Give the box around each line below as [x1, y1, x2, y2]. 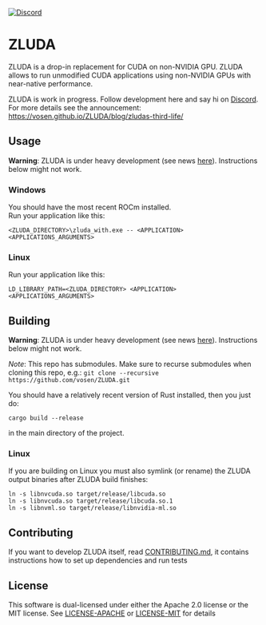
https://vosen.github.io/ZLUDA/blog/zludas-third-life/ [8, 111, 184, 121]
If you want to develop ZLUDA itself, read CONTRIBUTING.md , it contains [8, 547, 249, 557]
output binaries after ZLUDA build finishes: [8, 475, 149, 484]
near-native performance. [8, 78, 93, 88]
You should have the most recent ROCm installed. [8, 202, 172, 212]
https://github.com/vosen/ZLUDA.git [8, 376, 130, 384]
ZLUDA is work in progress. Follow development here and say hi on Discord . [8, 94, 259, 104]
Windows [8, 184, 46, 195]
